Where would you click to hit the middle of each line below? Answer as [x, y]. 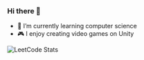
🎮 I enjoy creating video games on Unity [75, 34]
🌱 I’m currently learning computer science [77, 26]
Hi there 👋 [24, 11]
